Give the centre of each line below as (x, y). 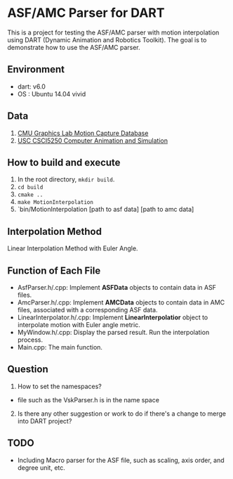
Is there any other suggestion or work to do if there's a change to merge (122, 414)
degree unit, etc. (41, 467)
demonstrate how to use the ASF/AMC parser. (74, 47)
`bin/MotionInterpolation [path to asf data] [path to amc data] (106, 210)
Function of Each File (54, 270)
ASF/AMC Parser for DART (86, 13)
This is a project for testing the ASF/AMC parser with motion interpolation (113, 32)
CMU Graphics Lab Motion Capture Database (83, 133)
